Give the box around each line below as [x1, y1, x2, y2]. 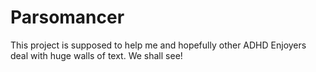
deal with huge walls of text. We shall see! [10, 49, 183, 61]
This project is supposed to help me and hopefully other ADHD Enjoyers [10, 39, 307, 51]
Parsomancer [10, 6, 125, 29]
